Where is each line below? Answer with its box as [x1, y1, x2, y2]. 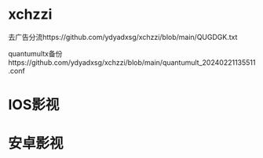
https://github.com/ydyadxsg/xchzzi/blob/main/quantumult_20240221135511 [8, 57, 257, 67]
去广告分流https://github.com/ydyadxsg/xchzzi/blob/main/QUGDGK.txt [8, 32, 238, 41]
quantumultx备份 [8, 48, 63, 58]
